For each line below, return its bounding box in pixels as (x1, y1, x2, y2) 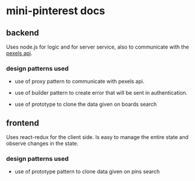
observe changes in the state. (6, 140, 79, 147)
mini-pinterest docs (6, 4, 105, 18)
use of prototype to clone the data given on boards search (14, 101, 157, 108)
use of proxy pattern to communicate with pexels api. (14, 78, 145, 85)
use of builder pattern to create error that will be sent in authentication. (14, 89, 188, 96)
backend (6, 28, 40, 38)
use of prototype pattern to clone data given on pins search (14, 168, 160, 175)
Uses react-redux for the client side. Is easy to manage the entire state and (6, 134, 189, 141)
